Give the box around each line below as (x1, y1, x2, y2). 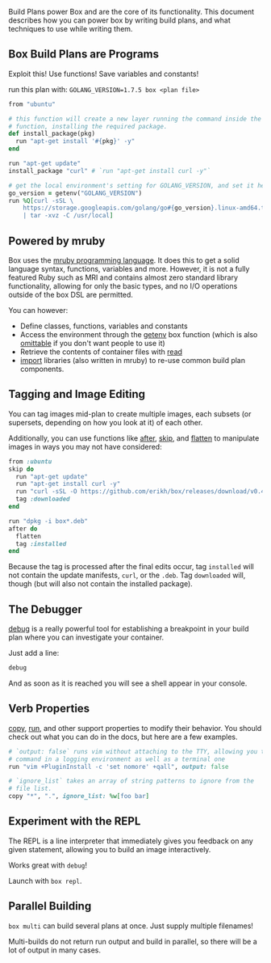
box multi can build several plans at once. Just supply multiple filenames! (8, 921, 254, 931)
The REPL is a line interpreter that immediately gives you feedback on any (8, 836, 254, 846)
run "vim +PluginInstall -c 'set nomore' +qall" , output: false (8, 762, 229, 771)
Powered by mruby (8, 234, 106, 247)
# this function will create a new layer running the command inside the (8, 115, 262, 123)
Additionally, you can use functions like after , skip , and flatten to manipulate (8, 433, 260, 443)
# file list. (8, 784, 52, 793)
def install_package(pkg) (8, 129, 95, 138)
